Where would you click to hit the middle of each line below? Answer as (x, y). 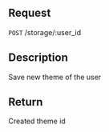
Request (30, 13)
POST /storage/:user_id (45, 32)
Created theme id (37, 121)
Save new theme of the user (55, 77)
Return (26, 102)
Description (38, 58)
